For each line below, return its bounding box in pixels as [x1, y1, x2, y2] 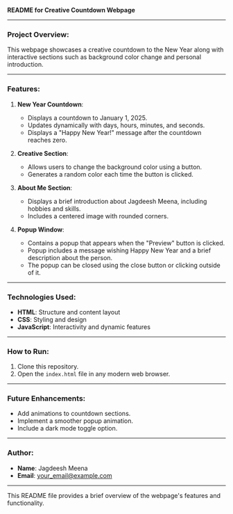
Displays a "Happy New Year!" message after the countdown [27, 128, 202, 136]
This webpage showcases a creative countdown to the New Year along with [7, 45, 224, 54]
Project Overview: [7, 29, 69, 39]
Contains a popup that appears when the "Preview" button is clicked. [27, 239, 225, 247]
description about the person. [27, 253, 113, 262]
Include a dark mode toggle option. [17, 424, 118, 433]
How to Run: [7, 346, 50, 356]
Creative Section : [17, 149, 69, 157]
